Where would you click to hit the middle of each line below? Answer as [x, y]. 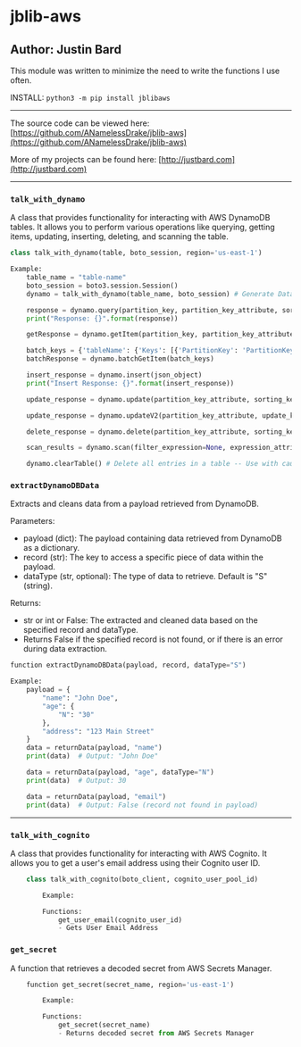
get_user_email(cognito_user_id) [120, 920]
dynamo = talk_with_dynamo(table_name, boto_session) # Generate [150, 294]
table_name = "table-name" [76, 278]
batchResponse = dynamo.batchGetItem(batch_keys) [121, 359]
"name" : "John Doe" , [80, 698]
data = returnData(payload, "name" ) [95, 748]
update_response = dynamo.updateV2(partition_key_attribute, [142, 415]
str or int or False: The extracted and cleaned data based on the [140, 620]
